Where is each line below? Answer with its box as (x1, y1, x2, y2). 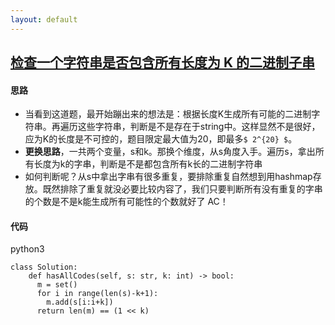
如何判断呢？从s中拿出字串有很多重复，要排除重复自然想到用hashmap (24, 171, 313, 183)
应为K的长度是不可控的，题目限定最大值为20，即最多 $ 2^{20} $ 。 (24, 133, 298, 145)
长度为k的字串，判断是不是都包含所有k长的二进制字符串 (33, 158, 263, 170)
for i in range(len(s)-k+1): (36, 289, 159, 299)
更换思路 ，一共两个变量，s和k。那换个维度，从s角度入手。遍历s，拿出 (24, 146, 316, 158)
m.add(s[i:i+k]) (46, 297, 114, 308)
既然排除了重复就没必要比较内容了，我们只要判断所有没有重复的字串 (42, 183, 323, 195)
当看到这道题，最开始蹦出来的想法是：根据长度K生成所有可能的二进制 (24, 108, 312, 120)
